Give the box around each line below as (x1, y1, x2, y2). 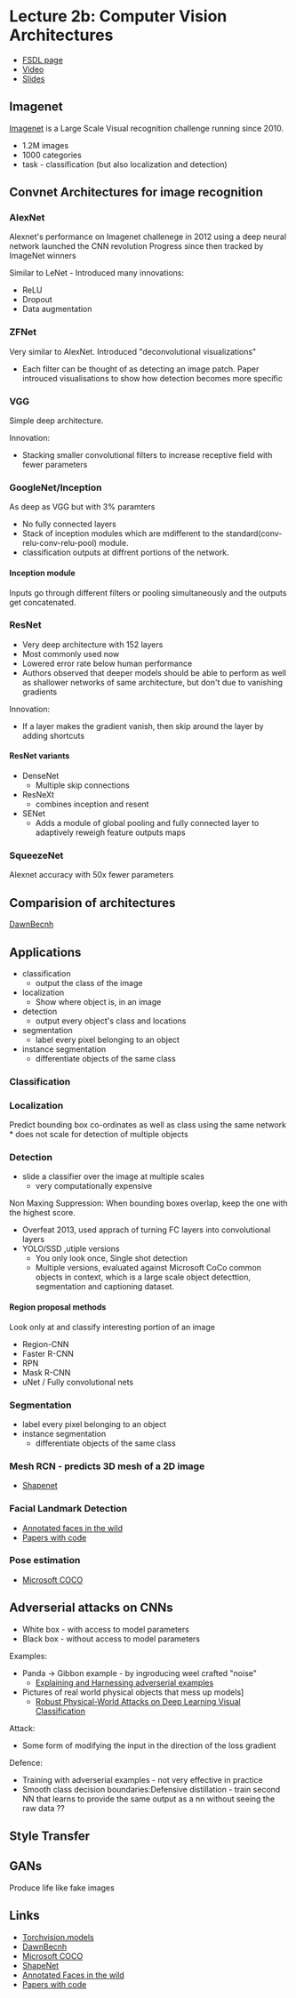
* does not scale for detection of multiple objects (9, 1129, 188, 1140)
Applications (9, 944, 82, 959)
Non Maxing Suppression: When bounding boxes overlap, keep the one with (9, 1198, 288, 1208)
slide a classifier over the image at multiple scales (21, 1171, 204, 1182)
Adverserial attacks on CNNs (9, 1601, 173, 1616)
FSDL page (21, 54, 64, 65)
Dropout (21, 294, 53, 305)
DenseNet (21, 771, 60, 782)
